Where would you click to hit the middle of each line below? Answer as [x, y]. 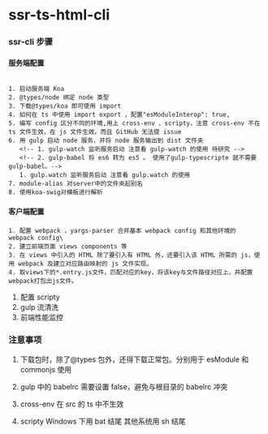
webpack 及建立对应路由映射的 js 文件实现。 [85, 264]
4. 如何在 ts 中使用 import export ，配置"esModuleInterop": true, [119, 115]
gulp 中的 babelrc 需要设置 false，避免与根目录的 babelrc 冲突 [124, 386]
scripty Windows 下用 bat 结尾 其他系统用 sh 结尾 [103, 421]
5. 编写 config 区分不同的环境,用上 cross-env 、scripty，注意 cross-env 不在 [134, 123]
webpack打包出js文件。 [43, 281]
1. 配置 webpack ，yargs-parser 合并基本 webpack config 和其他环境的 [123, 230]
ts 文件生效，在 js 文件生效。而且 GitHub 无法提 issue [95, 132]
